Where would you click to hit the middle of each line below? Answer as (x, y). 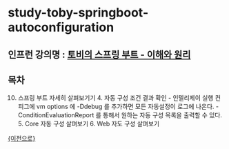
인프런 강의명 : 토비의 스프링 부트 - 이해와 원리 (99, 54)
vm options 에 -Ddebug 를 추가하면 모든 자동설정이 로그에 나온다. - (128, 107)
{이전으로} (22, 139)
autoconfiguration (61, 27)
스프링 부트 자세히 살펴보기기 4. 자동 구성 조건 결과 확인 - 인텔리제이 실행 (116, 98)
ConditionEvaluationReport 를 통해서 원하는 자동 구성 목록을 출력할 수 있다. (120, 115)
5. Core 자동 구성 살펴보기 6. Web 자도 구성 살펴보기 (89, 124)
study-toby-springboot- (78, 13)
